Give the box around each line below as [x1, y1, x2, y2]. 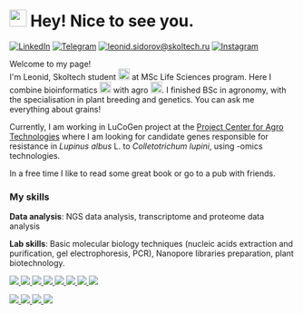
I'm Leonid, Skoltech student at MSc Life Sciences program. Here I [9, 71, 272, 82]
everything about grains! [9, 103, 102, 114]
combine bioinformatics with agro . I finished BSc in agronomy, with [9, 84, 287, 95]
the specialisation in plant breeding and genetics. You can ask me [9, 93, 255, 104]
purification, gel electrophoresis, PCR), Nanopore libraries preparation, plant [9, 248, 295, 259]
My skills [9, 191, 50, 203]
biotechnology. [9, 258, 65, 269]
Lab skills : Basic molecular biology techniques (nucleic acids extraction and [9, 239, 293, 250]
